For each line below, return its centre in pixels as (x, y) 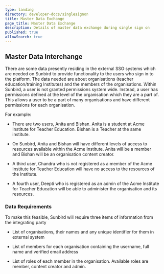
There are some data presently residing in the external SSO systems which (80, 68)
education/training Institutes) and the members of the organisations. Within (81, 84)
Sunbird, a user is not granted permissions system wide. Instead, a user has (82, 89)
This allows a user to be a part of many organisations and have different (78, 100)
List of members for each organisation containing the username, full (81, 246)
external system (28, 237)
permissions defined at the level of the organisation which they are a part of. (82, 94)
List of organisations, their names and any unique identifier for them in (83, 232)
